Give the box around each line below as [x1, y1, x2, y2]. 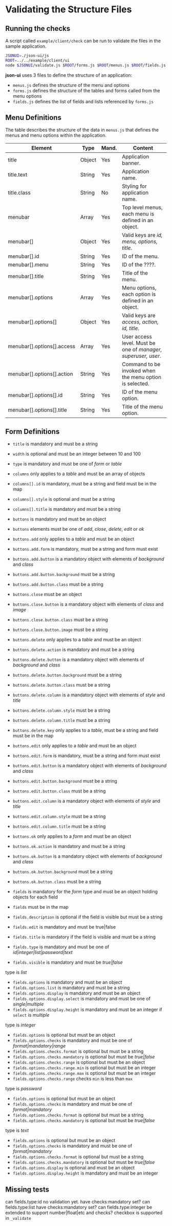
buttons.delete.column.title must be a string [12, 717, 111, 724]
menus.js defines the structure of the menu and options [12, 82, 130, 88]
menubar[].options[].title [8, 406, 68, 413]
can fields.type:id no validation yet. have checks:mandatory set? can [5, 1199, 150, 1205]
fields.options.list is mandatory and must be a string [12, 985, 130, 991]
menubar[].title [8, 273, 44, 280]
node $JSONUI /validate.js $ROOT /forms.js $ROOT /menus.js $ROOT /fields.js [5, 63, 166, 68]
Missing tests [5, 1185, 50, 1194]
